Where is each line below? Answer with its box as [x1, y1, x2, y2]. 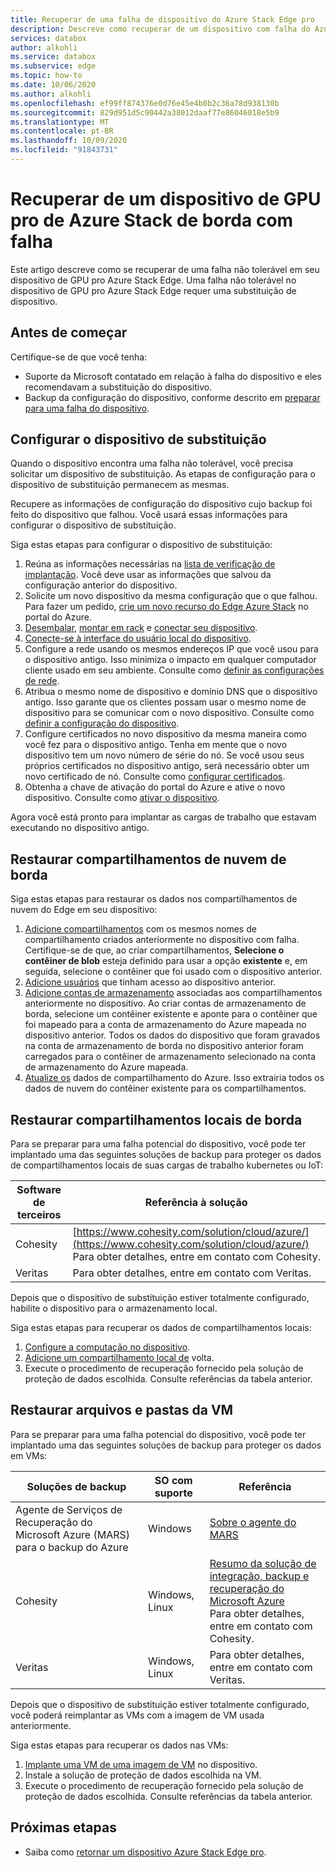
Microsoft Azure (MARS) [15, 1527, 131, 1541]
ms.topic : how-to [10, 71, 83, 81]
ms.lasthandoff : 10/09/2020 [10, 136, 128, 146]
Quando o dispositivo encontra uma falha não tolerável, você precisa [10, 457, 294, 470]
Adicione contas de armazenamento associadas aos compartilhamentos [24, 987, 323, 999]
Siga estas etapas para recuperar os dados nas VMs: [10, 1739, 229, 1751]
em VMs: [10, 1449, 48, 1461]
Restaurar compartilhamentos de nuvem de [10, 851, 287, 868]
